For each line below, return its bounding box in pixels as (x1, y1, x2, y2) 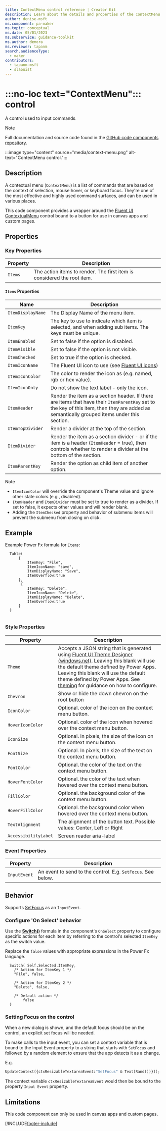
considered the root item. (34, 274, 92, 281)
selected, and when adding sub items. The (50, 323, 149, 330)
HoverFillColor (7, 808, 43, 813)
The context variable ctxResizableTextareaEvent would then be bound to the (5, 1078, 161, 1084)
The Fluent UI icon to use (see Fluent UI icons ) (50, 362, 158, 369)
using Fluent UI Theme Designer (58, 651, 133, 658)
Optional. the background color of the (58, 789, 145, 796)
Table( (9, 552, 23, 557)
